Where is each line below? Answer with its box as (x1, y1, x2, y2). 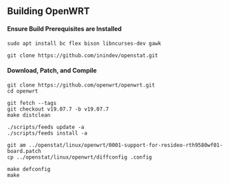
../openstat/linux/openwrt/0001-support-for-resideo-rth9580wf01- (28, 141, 223, 148)
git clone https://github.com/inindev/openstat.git (7, 51, 158, 59)
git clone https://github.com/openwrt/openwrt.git (7, 82, 155, 89)
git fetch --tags (7, 100, 57, 106)
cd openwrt (7, 87, 39, 95)
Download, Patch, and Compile (7, 67, 98, 75)
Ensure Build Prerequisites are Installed (7, 24, 122, 33)
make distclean (7, 111, 51, 119)
